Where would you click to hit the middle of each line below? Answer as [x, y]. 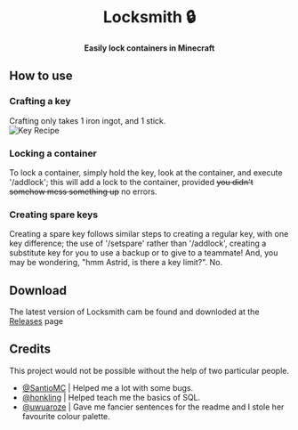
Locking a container [53, 153]
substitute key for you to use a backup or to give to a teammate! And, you [144, 253]
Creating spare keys [54, 215]
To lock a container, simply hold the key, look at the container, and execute [146, 172]
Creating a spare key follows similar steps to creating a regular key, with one [149, 234]
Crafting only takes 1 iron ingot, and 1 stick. [88, 120]
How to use [41, 76]
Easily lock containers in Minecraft [149, 48]
